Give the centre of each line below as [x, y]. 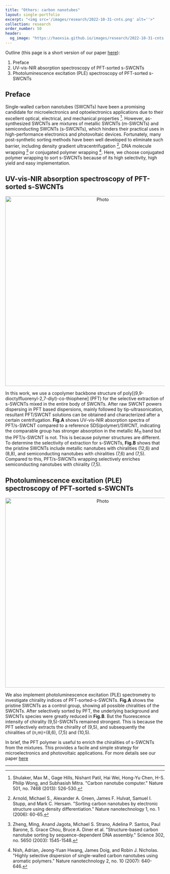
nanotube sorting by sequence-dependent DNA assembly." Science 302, [89, 835]
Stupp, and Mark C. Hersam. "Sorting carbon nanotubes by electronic [85, 804]
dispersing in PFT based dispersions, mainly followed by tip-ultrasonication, [84, 409]
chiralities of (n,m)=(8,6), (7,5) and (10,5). [48, 733]
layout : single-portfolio [32, 15]
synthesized [18, 124]
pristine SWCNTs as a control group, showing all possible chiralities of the [82, 706]
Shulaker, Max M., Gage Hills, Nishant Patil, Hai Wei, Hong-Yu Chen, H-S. [89, 778]
